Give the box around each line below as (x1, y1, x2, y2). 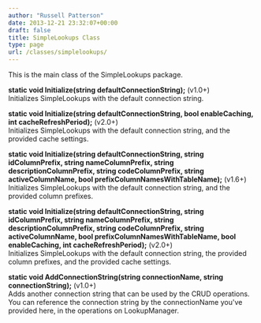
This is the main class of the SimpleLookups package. (8, 70, 184, 79)
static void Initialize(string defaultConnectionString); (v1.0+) (8, 85, 211, 95)
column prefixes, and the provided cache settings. (8, 257, 172, 266)
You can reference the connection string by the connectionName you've (8, 298, 243, 306)
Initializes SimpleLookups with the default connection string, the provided (8, 249, 247, 257)
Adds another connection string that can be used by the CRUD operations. (8, 289, 250, 299)
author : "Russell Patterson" (8, 11, 104, 20)
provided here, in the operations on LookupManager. (8, 306, 180, 315)
